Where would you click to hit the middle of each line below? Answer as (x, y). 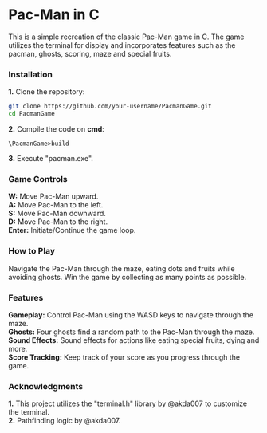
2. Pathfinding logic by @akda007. (65, 421)
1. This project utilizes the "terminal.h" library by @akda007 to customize (128, 403)
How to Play (32, 251)
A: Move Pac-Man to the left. (56, 205)
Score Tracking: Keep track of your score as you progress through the (124, 357)
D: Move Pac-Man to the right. (58, 222)
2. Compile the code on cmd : (57, 128)
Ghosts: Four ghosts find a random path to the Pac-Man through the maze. (132, 332)
